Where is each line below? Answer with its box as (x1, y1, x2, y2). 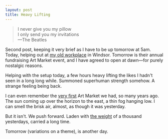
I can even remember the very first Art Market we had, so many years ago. (5, 93, 159, 99)
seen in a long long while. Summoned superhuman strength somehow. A (5, 78, 155, 84)
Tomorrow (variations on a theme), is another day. (5, 128, 109, 134)
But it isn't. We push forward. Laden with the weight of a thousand (5, 113, 142, 119)
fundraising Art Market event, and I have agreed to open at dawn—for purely (5, 57, 163, 63)
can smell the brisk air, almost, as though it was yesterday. (5, 103, 126, 109)
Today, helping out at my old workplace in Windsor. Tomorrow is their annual (5, 51, 163, 58)
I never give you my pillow (17, 26, 72, 32)
